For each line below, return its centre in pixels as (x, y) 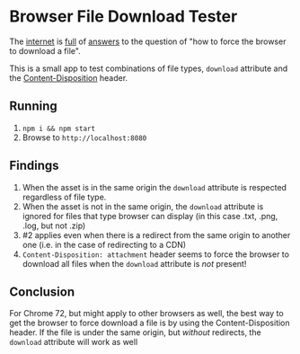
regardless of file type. (64, 197)
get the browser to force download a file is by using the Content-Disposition (150, 323)
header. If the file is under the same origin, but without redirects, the (136, 332)
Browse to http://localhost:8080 (84, 137)
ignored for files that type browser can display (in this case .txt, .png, (150, 216)
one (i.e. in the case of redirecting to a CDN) (104, 244)
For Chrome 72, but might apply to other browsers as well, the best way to (147, 314)
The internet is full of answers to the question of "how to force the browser (148, 41)
